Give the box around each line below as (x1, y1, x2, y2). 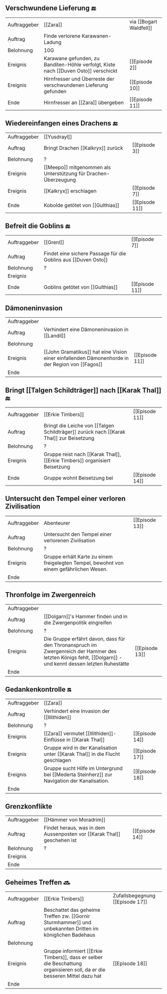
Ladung (44, 38, 62, 45)
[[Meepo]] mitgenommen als (44, 164, 111, 171)
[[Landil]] (44, 332, 66, 339)
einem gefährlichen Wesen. (44, 565, 108, 572)
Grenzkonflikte (5, 802, 52, 811)
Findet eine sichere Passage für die (44, 250, 126, 257)
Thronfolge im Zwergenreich (5, 591, 96, 599)
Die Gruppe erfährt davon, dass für (44, 635, 125, 642)
